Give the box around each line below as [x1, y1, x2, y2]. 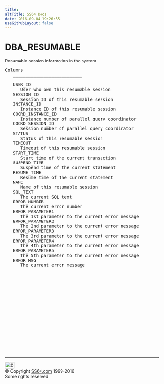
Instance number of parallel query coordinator [20, 116, 137, 122]
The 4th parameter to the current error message [20, 243, 139, 249]
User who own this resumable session [20, 87, 111, 93]
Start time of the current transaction [20, 155, 116, 161]
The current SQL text [20, 194, 72, 200]
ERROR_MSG [13, 258, 37, 263]
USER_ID [13, 82, 31, 88]
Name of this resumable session [20, 184, 98, 190]
